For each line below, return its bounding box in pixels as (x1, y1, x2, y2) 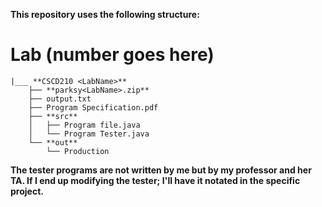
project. (10, 185, 44, 197)
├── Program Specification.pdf (28, 102, 159, 113)
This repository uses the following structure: (10, 9, 200, 20)
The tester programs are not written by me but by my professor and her (10, 164, 312, 176)
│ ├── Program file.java (28, 120, 141, 130)
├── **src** (28, 111, 78, 121)
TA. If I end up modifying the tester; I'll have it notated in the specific (10, 174, 301, 186)
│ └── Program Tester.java (28, 129, 150, 139)
